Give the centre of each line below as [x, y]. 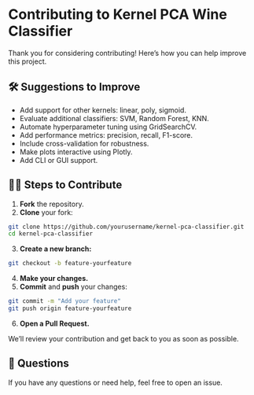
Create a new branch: [55, 249]
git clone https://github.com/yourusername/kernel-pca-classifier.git [126, 227]
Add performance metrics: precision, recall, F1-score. [106, 135]
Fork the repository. [52, 204]
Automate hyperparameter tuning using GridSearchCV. [108, 127]
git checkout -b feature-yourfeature [70, 264]
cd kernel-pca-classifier [50, 234]
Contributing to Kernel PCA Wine [118, 15]
